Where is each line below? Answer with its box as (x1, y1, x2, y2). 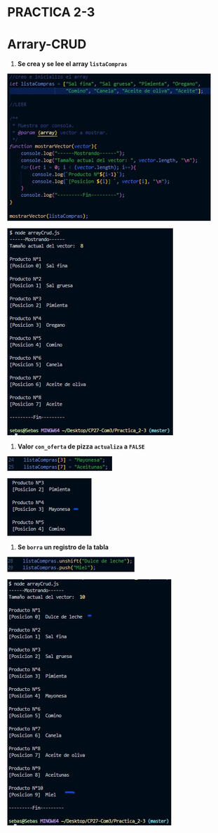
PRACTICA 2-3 (7, 4, 95, 20)
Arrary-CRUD (7, 37, 87, 53)
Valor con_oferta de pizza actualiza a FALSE (17, 442, 145, 451)
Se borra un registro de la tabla (17, 543, 109, 552)
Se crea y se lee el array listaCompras (17, 60, 128, 68)
